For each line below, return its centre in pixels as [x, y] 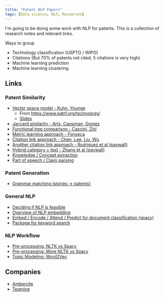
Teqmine [21, 289]
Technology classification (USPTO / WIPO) [55, 53]
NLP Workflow [23, 235]
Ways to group [20, 43]
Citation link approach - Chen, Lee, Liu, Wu [56, 139]
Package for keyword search [41, 223]
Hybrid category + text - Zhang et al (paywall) [59, 150]
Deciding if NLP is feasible [39, 207]
